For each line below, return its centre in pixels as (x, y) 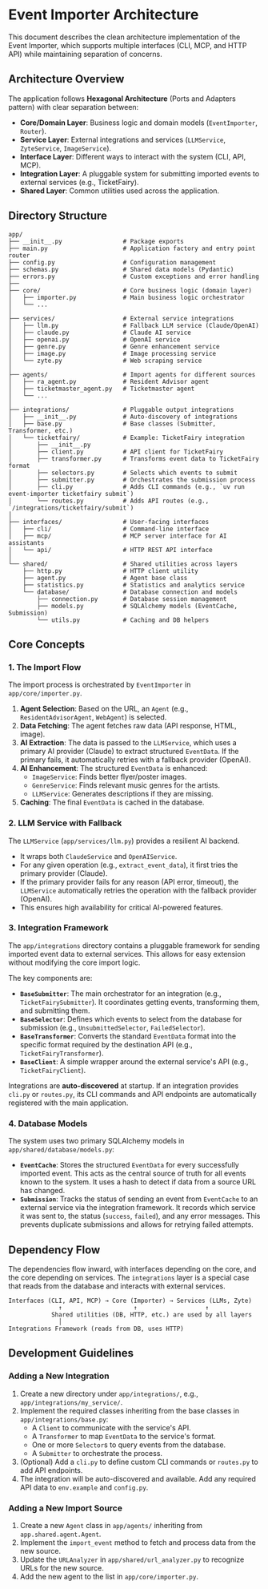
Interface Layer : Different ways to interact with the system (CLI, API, (133, 156)
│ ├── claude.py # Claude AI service (100, 333)
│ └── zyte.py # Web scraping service (105, 361)
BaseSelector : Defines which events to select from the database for (131, 1018)
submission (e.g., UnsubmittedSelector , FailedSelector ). (112, 1027)
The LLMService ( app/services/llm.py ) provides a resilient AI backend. (124, 841)
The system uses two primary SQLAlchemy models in (96, 1141)
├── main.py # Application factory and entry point (132, 248)
